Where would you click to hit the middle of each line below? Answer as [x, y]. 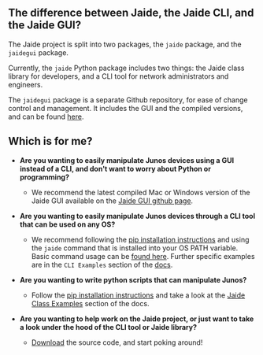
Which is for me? [50, 141]
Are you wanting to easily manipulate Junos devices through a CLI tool [137, 216]
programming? [44, 177]
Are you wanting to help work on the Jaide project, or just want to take [137, 319]
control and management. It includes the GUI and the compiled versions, [126, 108]
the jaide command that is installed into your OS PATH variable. [135, 248]
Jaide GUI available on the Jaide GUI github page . [112, 201]
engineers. [26, 84]
